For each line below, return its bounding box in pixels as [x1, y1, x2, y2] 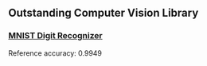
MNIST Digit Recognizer [8, 30, 103, 41]
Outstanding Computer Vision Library [8, 6, 199, 20]
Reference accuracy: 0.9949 [8, 48, 102, 58]
